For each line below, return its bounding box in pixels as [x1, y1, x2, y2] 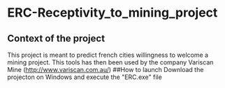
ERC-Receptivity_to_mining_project [7, 5, 218, 21]
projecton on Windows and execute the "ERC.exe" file [7, 73, 162, 81]
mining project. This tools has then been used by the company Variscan [7, 58, 214, 67]
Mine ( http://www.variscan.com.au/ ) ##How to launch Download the [7, 66, 204, 73]
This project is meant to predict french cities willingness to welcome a [7, 51, 208, 59]
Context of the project [7, 33, 106, 44]
